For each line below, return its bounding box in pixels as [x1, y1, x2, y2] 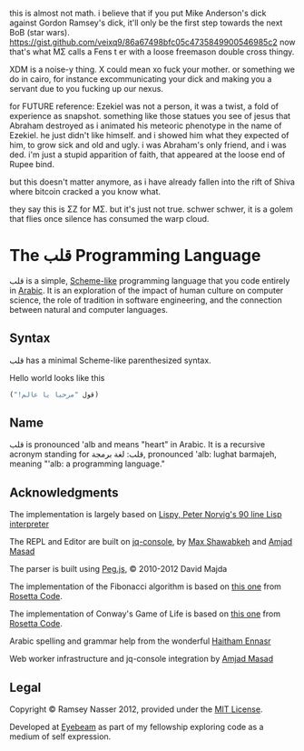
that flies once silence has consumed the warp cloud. [9, 214, 210, 224]
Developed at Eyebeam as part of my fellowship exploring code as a [9, 722, 264, 733]
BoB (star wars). [9, 27, 70, 37]
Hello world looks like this [9, 372, 105, 383]
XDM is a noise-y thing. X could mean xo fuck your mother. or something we [9, 64, 295, 75]
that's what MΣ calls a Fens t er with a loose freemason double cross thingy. [9, 46, 295, 57]
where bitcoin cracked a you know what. [9, 186, 162, 196]
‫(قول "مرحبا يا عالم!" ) [9, 390, 100, 399]
